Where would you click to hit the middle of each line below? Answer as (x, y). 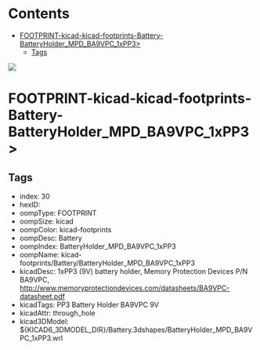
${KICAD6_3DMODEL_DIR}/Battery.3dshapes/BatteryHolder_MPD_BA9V (136, 330)
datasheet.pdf (42, 296)
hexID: (30, 204)
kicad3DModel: (44, 321)
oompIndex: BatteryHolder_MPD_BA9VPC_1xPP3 (97, 246)
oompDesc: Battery (51, 238)
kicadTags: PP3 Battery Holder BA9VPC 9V (89, 304)
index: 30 (34, 196)
